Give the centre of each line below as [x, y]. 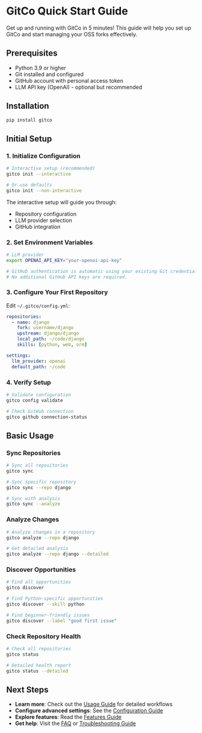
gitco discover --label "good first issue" [62, 621]
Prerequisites [32, 53]
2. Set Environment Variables [50, 242]
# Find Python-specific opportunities [55, 599]
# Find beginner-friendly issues [48, 615]
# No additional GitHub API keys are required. [67, 277]
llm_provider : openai [39, 361]
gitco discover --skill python [45, 604]
